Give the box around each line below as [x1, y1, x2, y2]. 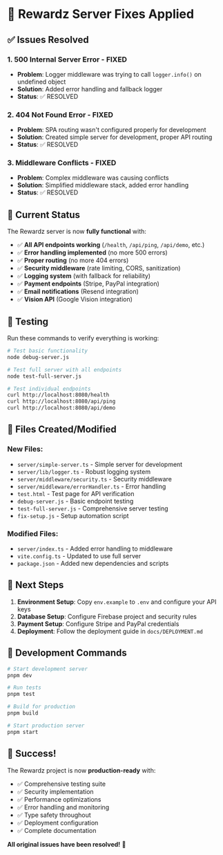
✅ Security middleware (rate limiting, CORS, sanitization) [17, 264, 181, 273]
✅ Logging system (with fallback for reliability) [17, 272, 151, 280]
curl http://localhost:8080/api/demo [7, 405, 116, 412]
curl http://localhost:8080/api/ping [7, 398, 116, 405]
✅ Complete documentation [17, 826, 97, 834]
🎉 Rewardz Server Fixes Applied [7, 6, 195, 22]
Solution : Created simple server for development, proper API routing [17, 133, 213, 141]
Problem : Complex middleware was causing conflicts [17, 174, 169, 182]
